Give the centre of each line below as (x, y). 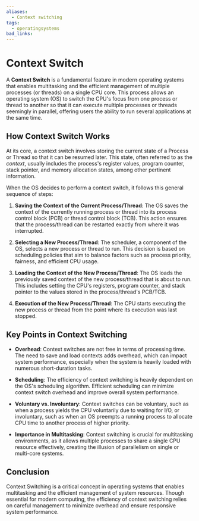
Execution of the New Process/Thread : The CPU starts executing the (100, 303)
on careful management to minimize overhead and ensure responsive (91, 505)
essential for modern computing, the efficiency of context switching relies (97, 499)
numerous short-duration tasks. (53, 368)
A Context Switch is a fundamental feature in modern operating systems (95, 80)
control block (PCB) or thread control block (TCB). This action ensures (101, 218)
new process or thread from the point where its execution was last (96, 310)
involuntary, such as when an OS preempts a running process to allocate (104, 416)
